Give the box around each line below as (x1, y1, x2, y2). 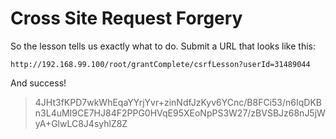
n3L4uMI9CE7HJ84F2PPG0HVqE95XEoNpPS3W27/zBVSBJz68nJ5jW (34, 107, 326, 119)
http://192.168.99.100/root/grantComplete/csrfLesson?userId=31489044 (10, 59, 311, 69)
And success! (10, 77, 67, 89)
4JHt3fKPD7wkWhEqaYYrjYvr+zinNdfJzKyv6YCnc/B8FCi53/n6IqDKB (34, 96, 322, 108)
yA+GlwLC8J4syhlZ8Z (34, 117, 128, 129)
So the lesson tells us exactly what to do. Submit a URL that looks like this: (10, 40, 316, 52)
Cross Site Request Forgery (10, 7, 243, 30)
